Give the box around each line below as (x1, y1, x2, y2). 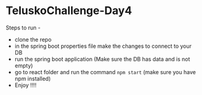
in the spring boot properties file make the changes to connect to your (14, 42, 192, 50)
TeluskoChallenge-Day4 (6, 4, 132, 18)
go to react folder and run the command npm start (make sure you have (14, 68, 196, 75)
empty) (14, 62, 33, 69)
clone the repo (14, 36, 52, 43)
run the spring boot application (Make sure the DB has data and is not (14, 55, 190, 63)
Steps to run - (6, 24, 41, 31)
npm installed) (14, 75, 51, 82)
